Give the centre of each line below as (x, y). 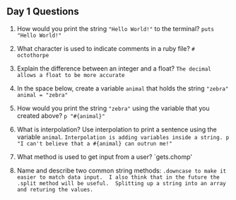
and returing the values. (55, 189)
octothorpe (33, 55)
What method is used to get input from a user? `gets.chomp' (105, 157)
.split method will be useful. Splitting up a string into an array (122, 183)
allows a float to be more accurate (71, 75)
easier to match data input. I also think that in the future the (118, 177)
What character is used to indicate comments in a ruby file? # (106, 48)
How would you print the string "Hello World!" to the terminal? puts (116, 28)
